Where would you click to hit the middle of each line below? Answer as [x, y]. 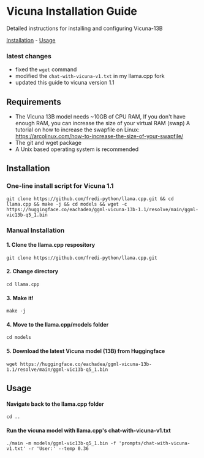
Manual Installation [36, 230]
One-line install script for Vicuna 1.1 [60, 186]
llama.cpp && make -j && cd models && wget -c [67, 204]
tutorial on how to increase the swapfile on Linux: [77, 130]
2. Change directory [32, 271]
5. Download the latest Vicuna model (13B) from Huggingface [86, 351]
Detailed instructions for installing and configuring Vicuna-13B [85, 28]
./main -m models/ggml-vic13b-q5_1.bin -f [61, 443]
